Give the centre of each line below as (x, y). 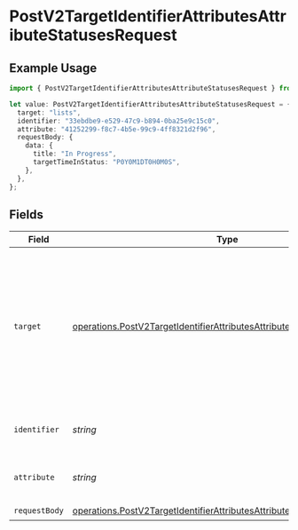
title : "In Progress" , (74, 154)
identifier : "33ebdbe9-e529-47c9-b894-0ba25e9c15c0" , (118, 121)
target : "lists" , (49, 113)
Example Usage (53, 68)
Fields (27, 214)
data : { (39, 146)
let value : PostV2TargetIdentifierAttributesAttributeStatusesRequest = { (150, 104)
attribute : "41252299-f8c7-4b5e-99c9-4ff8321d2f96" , (117, 129)
